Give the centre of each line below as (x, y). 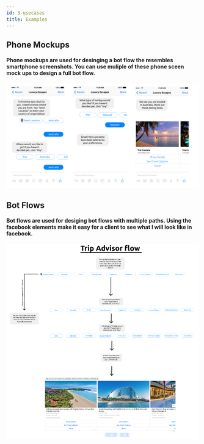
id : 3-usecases (26, 13)
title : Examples (27, 19)
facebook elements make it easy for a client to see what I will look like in (99, 227)
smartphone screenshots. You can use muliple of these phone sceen (95, 66)
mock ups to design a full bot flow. (51, 73)
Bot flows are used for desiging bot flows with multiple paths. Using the (99, 221)
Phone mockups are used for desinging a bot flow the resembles (90, 60)
